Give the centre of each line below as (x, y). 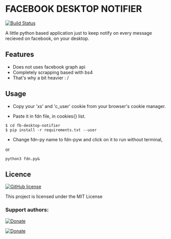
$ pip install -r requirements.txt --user (51, 130)
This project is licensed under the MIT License (54, 197)
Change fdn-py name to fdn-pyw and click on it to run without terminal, (88, 139)
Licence (18, 174)
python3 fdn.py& (22, 159)
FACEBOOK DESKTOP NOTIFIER (74, 9)
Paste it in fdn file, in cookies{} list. (49, 116)
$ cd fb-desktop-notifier (33, 125)
